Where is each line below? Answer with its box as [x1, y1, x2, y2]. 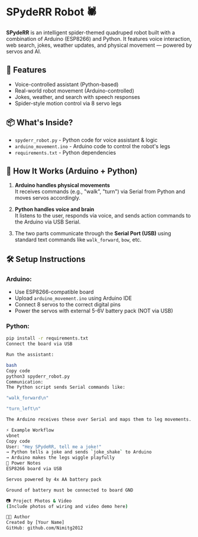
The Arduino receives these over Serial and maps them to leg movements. [6, 417, 192, 423]
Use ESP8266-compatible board [14, 289, 94, 296]
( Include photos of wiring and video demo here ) [6, 503, 128, 509]
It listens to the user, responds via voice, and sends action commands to [14, 212, 191, 219]
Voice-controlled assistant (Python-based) [14, 81, 119, 88]
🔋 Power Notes [6, 461, 41, 466]
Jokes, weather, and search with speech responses [14, 93, 141, 100]
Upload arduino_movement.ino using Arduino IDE [14, 295, 132, 302]
